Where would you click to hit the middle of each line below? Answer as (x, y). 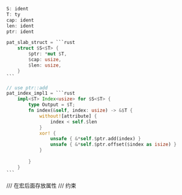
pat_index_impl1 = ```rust (41, 94)
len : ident (20, 26)
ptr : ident (20, 31)
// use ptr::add (27, 88)
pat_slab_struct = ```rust (41, 43)
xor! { (47, 133)
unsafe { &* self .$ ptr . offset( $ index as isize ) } (113, 145)
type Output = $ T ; (52, 105)
